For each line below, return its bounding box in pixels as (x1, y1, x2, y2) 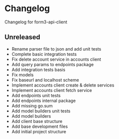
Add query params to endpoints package (11, 61, 94, 67)
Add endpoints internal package (11, 98, 76, 104)
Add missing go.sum (11, 103, 53, 108)
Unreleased (4, 33, 41, 41)
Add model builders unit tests (11, 108, 71, 114)
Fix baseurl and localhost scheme (11, 77, 79, 83)
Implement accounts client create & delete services (11, 82, 115, 88)
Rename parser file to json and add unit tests (11, 46, 102, 52)
